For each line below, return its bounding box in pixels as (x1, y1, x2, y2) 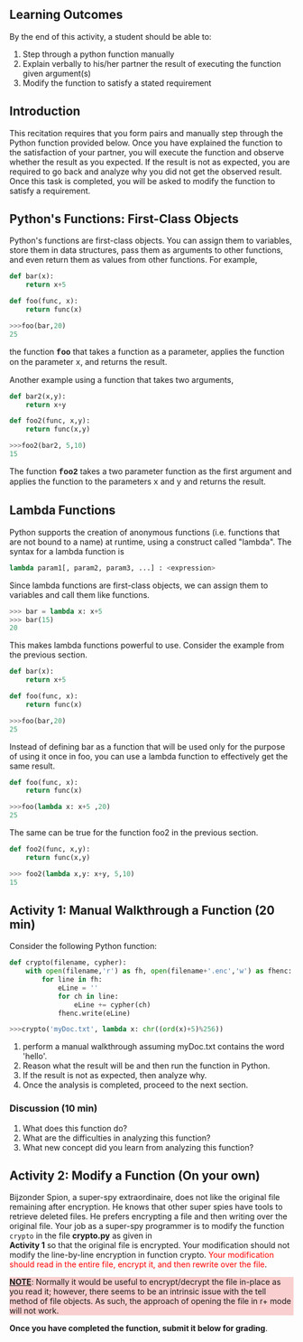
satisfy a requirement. (9, 185, 91, 196)
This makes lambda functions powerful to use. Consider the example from (9, 640, 285, 651)
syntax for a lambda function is (9, 545, 124, 556)
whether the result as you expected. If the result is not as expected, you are (9, 156, 290, 167)
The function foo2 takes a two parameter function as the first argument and (9, 465, 292, 477)
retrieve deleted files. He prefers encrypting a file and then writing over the (9, 1211, 288, 1222)
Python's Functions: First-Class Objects (9, 211, 239, 227)
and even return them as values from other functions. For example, (9, 255, 258, 266)
